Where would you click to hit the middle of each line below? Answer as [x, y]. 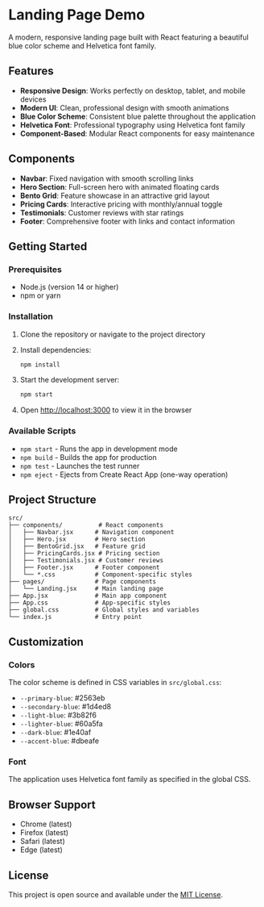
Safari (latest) [43, 842]
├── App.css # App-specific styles [90, 603]
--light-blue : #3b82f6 [58, 715]
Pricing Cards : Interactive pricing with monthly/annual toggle [121, 204]
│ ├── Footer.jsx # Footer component [84, 568]
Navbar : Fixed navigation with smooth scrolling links [107, 178]
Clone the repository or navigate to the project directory [113, 334]
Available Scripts [42, 431]
